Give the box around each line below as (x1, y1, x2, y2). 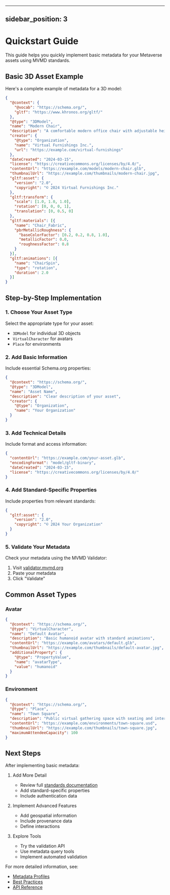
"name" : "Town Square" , (10, 711, 60, 716)
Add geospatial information (20, 813, 77, 819)
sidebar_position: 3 (5, 15, 68, 23)
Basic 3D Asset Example (5, 72, 83, 81)
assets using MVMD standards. (5, 57, 71, 63)
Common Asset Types (5, 590, 77, 599)
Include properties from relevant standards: (5, 498, 96, 504)
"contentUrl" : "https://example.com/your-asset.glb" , (10, 455, 125, 461)
